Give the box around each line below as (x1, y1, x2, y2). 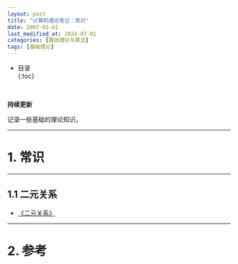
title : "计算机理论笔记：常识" (7, 17, 89, 24)
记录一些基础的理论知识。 (7, 115, 82, 123)
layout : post (7, 10, 46, 18)
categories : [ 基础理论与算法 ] (7, 37, 89, 44)
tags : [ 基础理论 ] (7, 43, 55, 50)
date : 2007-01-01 (7, 23, 59, 31)
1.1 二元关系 (7, 189, 58, 201)
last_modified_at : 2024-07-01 (7, 30, 97, 38)
